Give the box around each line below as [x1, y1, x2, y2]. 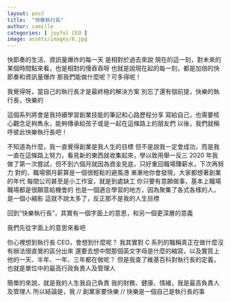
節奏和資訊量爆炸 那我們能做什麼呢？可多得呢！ [7, 73, 142, 81]
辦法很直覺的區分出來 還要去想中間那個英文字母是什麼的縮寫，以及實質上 [12, 247, 220, 255]
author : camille [7, 23, 54, 30]
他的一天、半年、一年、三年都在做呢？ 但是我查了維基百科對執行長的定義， [7, 256, 220, 264]
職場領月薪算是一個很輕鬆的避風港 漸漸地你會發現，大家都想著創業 [32, 168, 221, 177]
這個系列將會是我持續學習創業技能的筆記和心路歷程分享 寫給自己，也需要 [7, 111, 214, 119]
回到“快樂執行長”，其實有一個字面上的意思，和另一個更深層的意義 [7, 209, 194, 217]
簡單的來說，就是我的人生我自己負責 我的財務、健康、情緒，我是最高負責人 [7, 279, 220, 287]
